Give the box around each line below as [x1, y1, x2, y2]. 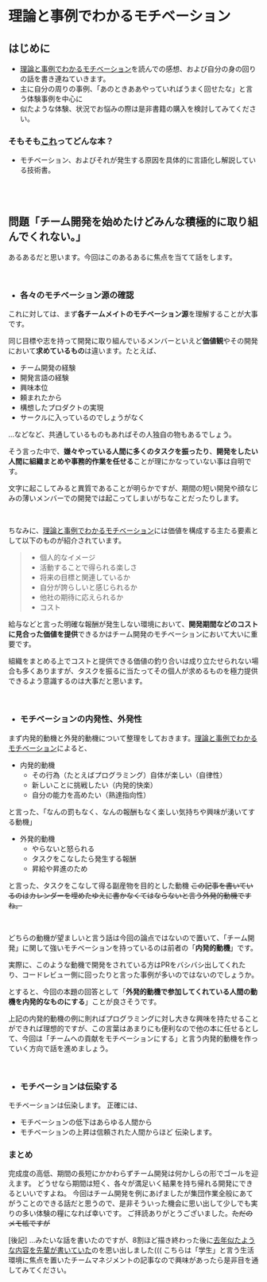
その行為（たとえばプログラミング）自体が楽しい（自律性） [31, 770, 227, 779]
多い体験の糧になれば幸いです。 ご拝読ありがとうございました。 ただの [21, 1209, 253, 1218]
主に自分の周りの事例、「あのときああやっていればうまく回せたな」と [19, 84, 246, 93]
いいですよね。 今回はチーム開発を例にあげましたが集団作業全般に [21, 1189, 240, 1198]
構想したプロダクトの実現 [19, 403, 104, 413]
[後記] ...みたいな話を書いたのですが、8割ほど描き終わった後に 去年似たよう [8, 1236, 256, 1245]
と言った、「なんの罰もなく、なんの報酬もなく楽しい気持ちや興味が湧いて [8, 806, 249, 817]
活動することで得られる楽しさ [39, 563, 137, 572]
